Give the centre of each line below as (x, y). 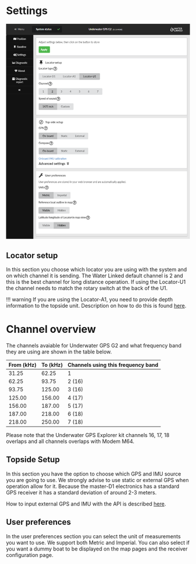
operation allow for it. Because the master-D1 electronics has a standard (93, 486)
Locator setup (32, 255)
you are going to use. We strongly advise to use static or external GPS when (97, 480)
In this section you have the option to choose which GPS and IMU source (94, 474)
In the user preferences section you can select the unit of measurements (93, 536)
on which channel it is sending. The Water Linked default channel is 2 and (95, 276)
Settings (27, 11)
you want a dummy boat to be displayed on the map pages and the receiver (97, 549)
